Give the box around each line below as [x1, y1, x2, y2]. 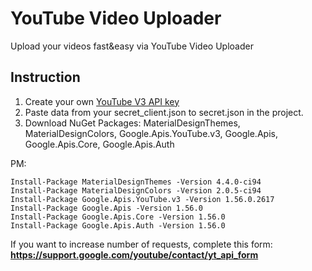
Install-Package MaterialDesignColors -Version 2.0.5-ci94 [10, 185, 262, 196]
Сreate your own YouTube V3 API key [24, 95, 180, 107]
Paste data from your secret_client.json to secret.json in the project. [24, 106, 304, 118]
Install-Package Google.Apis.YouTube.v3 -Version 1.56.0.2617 [10, 194, 275, 204]
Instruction [10, 69, 81, 86]
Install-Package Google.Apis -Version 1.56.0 [10, 203, 203, 213]
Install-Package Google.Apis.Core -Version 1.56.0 [10, 212, 226, 222]
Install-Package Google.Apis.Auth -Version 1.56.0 [10, 220, 226, 231]
